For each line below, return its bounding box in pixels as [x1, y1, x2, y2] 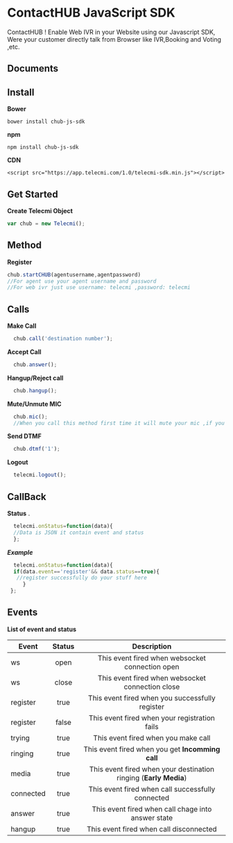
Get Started [7, 188, 58, 200]
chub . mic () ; [13, 413, 49, 420]
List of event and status [7, 625, 77, 633]
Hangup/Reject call [7, 374, 64, 382]
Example [7, 548, 33, 556]
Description [132, 641, 172, 651]
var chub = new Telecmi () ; [7, 220, 85, 227]
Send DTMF [7, 432, 42, 440]
